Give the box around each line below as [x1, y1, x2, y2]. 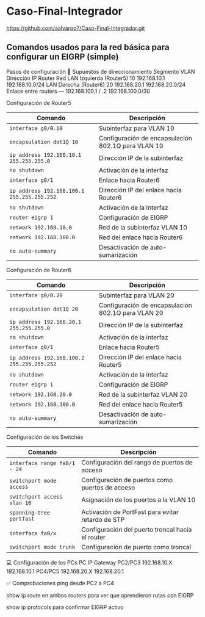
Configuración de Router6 [6, 266, 72, 273]
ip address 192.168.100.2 [9, 354, 85, 361]
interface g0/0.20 [9, 292, 63, 298]
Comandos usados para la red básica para [6, 42, 170, 52]
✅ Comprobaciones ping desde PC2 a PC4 [6, 579, 114, 586]
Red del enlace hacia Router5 [98, 400, 183, 408]
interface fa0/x [9, 530, 57, 536]
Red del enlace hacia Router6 [98, 233, 183, 242]
